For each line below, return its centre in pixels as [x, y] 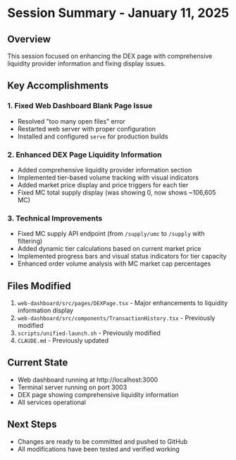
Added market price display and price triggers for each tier [103, 184]
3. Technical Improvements [55, 218]
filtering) [30, 241]
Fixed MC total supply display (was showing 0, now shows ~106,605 [117, 192]
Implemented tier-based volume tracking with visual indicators [108, 177]
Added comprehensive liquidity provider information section [105, 170]
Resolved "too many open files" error [71, 121]
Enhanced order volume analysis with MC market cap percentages [114, 264]
